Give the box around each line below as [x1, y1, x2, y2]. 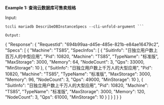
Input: [5, 15, 17, 20]
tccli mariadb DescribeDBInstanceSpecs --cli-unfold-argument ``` [5, 24, 144, 29]
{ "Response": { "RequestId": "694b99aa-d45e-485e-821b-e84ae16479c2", [5, 41, 160, 47]
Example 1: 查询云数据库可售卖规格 [5, 5, 76, 10]
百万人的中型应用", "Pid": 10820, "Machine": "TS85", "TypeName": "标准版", [5, 54, 159, 59]
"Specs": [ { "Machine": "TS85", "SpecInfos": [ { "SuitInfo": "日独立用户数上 [5, 47, 158, 53]
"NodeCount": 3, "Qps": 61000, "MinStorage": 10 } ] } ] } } [5, 94, 122, 100]
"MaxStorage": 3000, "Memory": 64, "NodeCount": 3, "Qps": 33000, [5, 59, 145, 65]
